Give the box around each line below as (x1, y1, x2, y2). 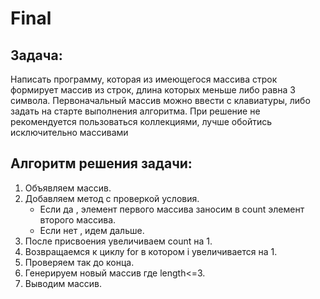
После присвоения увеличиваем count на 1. (24, 235, 213, 247)
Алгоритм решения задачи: (10, 155, 193, 172)
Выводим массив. (24, 277, 103, 289)
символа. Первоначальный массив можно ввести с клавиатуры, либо (10, 95, 311, 106)
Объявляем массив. (24, 182, 112, 194)
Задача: (10, 47, 63, 64)
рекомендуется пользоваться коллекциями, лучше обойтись (10, 116, 273, 127)
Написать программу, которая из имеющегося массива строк (10, 73, 278, 85)
